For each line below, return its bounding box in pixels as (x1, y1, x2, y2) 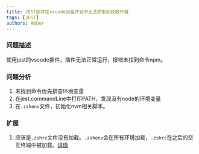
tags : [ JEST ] (6, 14, 39, 21)
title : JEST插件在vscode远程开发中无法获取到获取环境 (6, 8, 128, 15)
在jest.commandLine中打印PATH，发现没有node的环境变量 (14, 95, 161, 102)
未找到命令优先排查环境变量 (14, 87, 84, 94)
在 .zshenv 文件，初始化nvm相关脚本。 (14, 102, 109, 109)
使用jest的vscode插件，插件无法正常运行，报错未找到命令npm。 (6, 56, 166, 63)
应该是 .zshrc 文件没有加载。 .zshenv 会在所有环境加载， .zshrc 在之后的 (14, 134, 188, 141)
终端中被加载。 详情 (20, 141, 68, 149)
